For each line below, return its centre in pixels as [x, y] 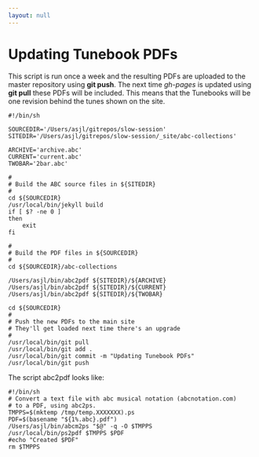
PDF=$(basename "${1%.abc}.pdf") [63, 419]
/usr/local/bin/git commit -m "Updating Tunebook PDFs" [101, 356]
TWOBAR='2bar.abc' [38, 163]
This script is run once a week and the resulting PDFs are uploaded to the [127, 76]
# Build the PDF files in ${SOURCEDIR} [73, 253]
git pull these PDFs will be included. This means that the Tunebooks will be [129, 93]
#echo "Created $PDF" [44, 440]
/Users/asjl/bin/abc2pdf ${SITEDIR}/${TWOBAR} [86, 294]
